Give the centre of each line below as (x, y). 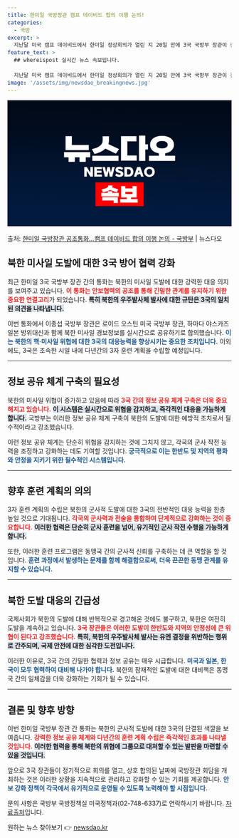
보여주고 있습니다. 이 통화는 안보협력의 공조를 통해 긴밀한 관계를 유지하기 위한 (121, 290)
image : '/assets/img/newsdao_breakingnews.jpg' (79, 83)
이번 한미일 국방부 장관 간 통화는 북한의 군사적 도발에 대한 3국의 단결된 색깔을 (115, 729)
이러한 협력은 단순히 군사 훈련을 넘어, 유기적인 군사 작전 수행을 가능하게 (132, 527)
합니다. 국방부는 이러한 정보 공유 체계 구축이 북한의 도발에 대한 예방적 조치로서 (116, 418)
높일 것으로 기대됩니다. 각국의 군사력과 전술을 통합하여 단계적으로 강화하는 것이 (116, 518)
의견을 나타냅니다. (39, 308)
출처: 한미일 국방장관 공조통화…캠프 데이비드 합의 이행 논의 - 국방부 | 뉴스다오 (115, 238)
